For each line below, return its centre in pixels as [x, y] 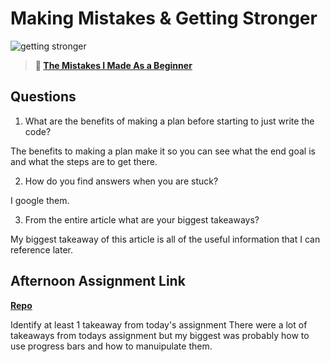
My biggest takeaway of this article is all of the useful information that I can [165, 239]
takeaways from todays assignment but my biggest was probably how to [160, 335]
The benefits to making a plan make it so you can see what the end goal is [163, 151]
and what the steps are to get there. [84, 161]
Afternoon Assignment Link [98, 281]
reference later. [41, 249]
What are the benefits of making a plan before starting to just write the [169, 121]
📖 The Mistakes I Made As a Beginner [113, 65]
